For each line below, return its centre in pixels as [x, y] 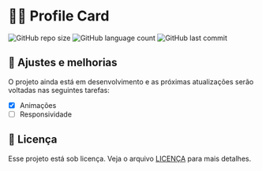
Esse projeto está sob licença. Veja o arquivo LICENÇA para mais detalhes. [130, 158]
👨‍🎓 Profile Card [59, 16]
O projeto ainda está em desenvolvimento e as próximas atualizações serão [131, 81]
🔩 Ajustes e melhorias [63, 63]
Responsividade [46, 114]
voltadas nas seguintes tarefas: [59, 90]
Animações [38, 105]
